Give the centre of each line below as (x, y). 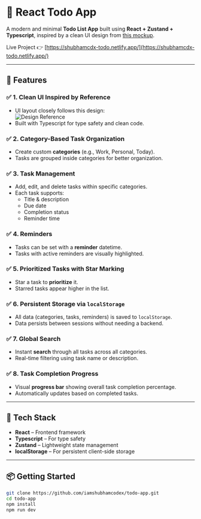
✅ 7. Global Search (33, 339)
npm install (21, 505)
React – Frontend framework (50, 432)
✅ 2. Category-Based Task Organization (66, 138)
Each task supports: (39, 193)
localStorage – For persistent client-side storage (75, 451)
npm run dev (21, 510)
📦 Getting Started (41, 476)
